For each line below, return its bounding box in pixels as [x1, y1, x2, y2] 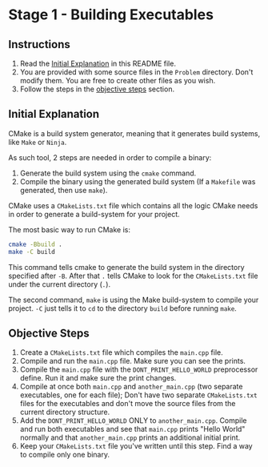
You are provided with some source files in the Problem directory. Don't [19, 67, 254, 77]
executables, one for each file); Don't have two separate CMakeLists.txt [19, 390, 258, 400]
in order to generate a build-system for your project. [8, 209, 180, 219]
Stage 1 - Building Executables [8, 6, 214, 24]
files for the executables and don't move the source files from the [19, 399, 236, 409]
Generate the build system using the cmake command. [19, 168, 197, 178]
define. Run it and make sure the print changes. [19, 373, 177, 383]
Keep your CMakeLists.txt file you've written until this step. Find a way [19, 441, 254, 451]
